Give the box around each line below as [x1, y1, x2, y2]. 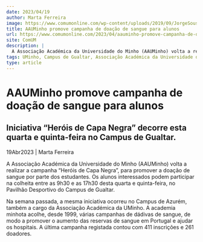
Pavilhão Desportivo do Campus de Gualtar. [6, 186, 115, 193]
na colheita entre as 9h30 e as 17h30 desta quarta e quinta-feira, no [6, 180, 176, 187]
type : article [6, 59, 42, 66]
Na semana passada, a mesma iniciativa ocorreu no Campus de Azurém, [6, 198, 187, 205]
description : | [6, 43, 45, 49]
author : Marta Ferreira [6, 15, 66, 21]
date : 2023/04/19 [6, 8, 50, 15]
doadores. [6, 230, 32, 237]
